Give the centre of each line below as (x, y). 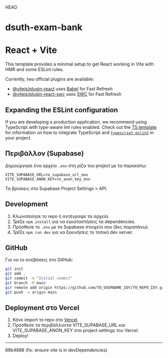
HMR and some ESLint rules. (34, 69)
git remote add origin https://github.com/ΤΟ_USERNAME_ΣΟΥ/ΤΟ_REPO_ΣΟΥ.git (86, 287)
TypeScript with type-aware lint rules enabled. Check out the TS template (81, 127)
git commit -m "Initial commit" (39, 278)
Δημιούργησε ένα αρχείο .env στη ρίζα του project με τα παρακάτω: (76, 165)
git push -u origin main (31, 292)
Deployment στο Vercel (42, 308)
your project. (18, 137)
